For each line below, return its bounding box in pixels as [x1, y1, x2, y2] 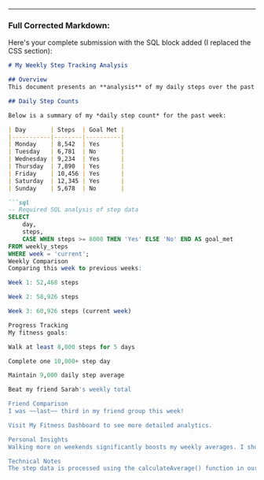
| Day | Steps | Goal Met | [8, 125, 125, 134]
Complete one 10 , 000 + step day [8, 357, 111, 365]
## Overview [8, 76, 47, 84]
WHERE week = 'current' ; [8, 250, 90, 258]
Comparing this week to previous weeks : [8, 265, 143, 273]
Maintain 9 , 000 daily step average [8, 371, 125, 379]
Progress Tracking [8, 321, 68, 329]
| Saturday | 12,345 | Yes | [8, 177, 125, 185]
